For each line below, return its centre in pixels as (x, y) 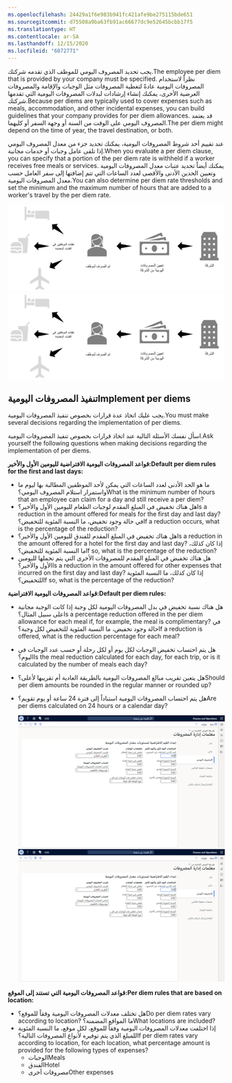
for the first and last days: (45, 471)
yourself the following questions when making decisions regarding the (107, 443)
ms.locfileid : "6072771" (43, 51)
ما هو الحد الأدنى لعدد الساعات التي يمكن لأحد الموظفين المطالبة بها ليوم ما (114, 485)
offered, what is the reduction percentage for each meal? (99, 636)
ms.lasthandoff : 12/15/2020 (48, 44)
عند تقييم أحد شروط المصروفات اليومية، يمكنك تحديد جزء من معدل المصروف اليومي (116, 144)
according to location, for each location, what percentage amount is (114, 1042)
